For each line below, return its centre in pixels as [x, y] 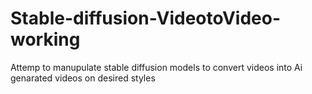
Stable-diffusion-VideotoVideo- [146, 18]
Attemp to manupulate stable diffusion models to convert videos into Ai [156, 67]
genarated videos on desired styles [83, 78]
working [45, 39]
